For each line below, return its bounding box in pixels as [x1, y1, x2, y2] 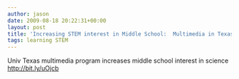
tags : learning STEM [7, 37, 69, 44]
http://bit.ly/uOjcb [7, 64, 59, 73]
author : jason [7, 10, 50, 18]
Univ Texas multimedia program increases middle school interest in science [7, 56, 229, 65]
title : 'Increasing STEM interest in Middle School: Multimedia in [7, 30, 215, 38]
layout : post [7, 23, 46, 31]
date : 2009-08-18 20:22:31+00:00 [7, 17, 107, 24]
